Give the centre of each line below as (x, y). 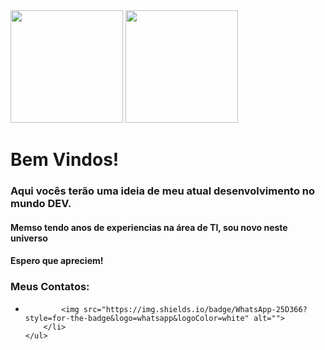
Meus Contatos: (50, 287)
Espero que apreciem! (57, 261)
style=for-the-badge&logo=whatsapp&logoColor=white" (137, 318)
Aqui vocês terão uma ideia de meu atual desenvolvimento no (163, 191)
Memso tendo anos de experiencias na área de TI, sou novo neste (149, 227)
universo (29, 238)
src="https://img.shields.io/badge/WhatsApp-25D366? (195, 309)
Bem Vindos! (65, 160)
